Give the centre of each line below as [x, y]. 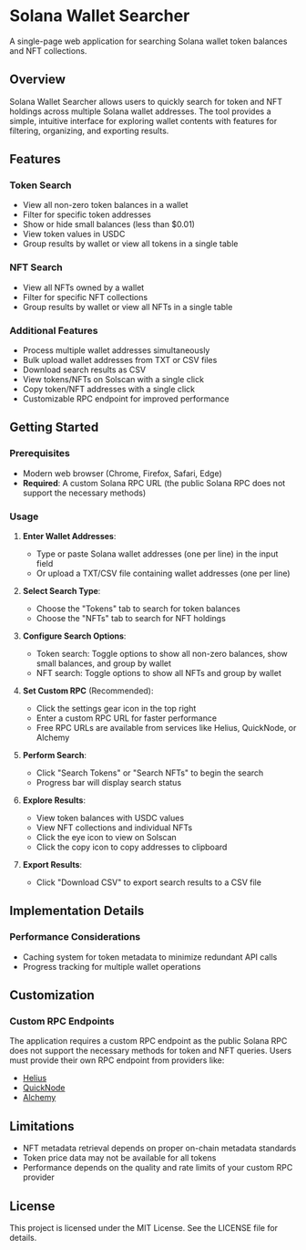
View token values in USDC [74, 234]
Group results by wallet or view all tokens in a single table [130, 244]
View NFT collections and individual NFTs [114, 828]
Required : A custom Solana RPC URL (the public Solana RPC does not [154, 483]
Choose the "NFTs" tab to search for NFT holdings [131, 619]
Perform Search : [54, 755]
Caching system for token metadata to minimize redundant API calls [150, 957]
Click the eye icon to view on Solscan [107, 838]
